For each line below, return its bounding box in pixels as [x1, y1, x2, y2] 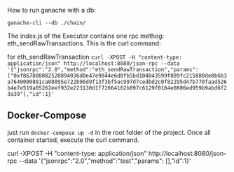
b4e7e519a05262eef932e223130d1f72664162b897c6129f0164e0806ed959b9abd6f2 [7, 85, 228, 92]
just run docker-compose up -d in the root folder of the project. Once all [7, 128, 212, 136]
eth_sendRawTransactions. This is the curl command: [7, 39, 161, 48]
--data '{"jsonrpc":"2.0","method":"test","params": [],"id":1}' [18, 157, 191, 165]
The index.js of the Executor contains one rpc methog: [7, 31, 165, 40]
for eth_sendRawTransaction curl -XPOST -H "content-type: [7, 52, 182, 61]
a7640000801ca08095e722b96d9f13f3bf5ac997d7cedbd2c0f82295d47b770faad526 [7, 78, 228, 85]
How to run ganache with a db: [7, 6, 97, 14]
